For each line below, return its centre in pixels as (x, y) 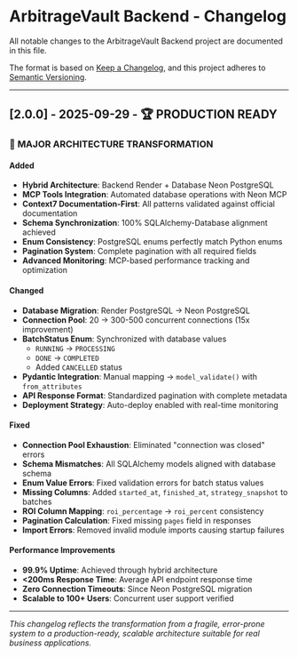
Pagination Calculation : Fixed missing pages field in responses (137, 520)
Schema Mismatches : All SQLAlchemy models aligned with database (149, 463)
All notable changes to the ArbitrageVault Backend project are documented (146, 41)
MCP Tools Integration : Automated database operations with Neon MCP (154, 195)
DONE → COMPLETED (67, 357)
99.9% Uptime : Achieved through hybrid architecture (120, 570)
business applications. (50, 643)
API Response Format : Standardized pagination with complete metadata (155, 395)
